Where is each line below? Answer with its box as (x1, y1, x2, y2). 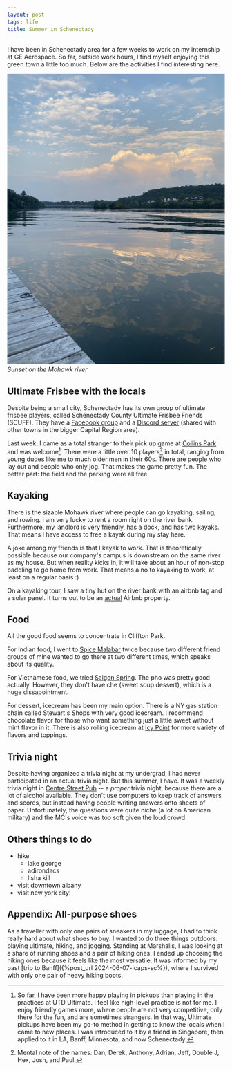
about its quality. (7, 660, 55, 669)
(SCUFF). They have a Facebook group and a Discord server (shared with (7, 418, 216, 427)
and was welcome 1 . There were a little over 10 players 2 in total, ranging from (7, 447, 224, 456)
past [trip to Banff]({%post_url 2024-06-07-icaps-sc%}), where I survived (7, 963, 219, 971)
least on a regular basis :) (7, 572, 79, 581)
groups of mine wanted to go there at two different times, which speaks (7, 653, 211, 661)
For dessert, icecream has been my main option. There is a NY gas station (7, 702, 218, 710)
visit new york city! (17, 888, 71, 897)
